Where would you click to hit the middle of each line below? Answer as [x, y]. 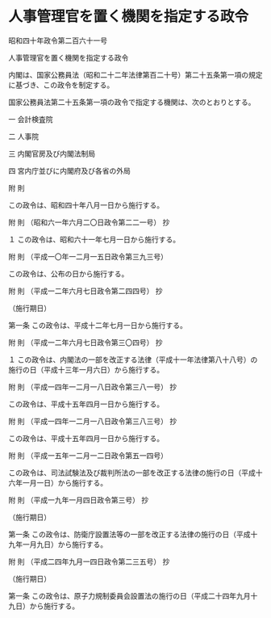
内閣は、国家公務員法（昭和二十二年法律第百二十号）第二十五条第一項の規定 [135, 74]
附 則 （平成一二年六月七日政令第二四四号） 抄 [85, 291]
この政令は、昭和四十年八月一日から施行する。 [86, 205]
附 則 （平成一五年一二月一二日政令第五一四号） [88, 455]
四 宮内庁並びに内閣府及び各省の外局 [69, 170]
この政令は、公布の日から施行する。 [69, 273]
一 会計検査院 [31, 119]
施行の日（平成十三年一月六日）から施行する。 [86, 369]
